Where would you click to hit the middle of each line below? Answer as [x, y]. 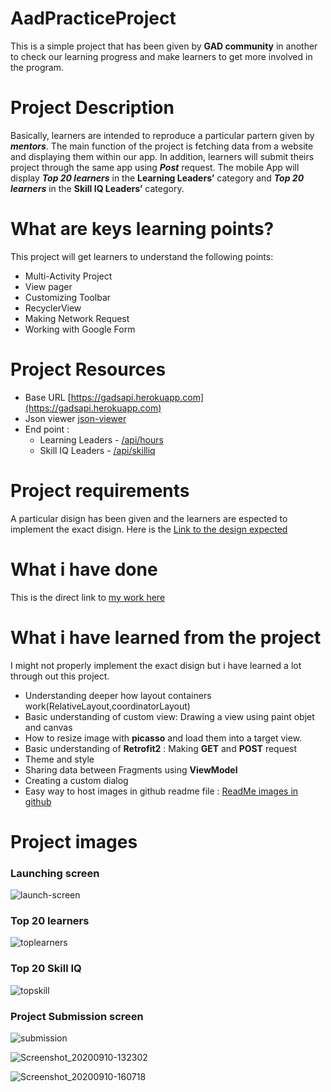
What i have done [84, 569]
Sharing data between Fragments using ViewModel [131, 769]
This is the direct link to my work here [88, 597]
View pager [48, 286]
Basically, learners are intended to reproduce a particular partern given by [162, 135]
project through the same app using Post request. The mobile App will [155, 167]
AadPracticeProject [93, 18]
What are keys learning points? [142, 229]
